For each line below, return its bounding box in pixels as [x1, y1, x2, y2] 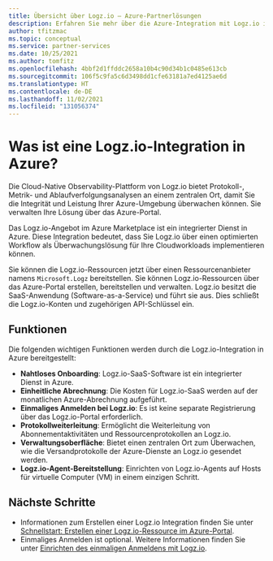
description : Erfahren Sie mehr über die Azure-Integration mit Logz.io [8, 19, 260, 28]
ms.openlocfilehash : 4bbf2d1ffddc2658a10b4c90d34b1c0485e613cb [8, 65, 227, 73]
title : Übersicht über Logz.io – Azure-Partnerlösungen [8, 11, 201, 20]
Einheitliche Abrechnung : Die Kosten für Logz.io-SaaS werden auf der [19, 386, 258, 395]
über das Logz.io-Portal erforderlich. [19, 412, 144, 421]
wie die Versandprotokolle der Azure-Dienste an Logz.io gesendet [19, 446, 242, 455]
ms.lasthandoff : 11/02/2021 [8, 95, 104, 103]
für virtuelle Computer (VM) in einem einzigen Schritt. [19, 472, 201, 481]
